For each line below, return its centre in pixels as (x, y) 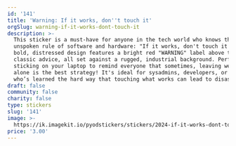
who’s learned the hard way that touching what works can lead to (113, 79)
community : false (33, 92)
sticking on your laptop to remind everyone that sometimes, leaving (117, 66)
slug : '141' (25, 112)
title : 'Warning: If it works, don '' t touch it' (80, 20)
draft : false (26, 86)
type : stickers (29, 105)
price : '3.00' (28, 131)
